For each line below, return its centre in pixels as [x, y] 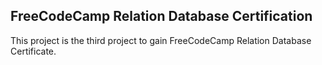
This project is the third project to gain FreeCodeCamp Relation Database [161, 40]
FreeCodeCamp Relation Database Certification [161, 16]
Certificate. [33, 51]
